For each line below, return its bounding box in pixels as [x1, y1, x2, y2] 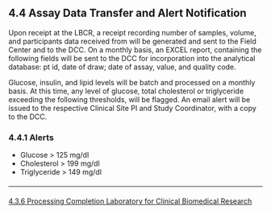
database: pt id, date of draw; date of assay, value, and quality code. [8, 62, 236, 72]
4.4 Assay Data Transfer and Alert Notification [8, 6, 248, 20]
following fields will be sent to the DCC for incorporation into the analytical [8, 53, 256, 63]
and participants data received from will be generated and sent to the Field [8, 36, 256, 46]
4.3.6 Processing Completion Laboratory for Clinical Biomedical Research [8, 196, 252, 206]
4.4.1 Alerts [8, 132, 54, 143]
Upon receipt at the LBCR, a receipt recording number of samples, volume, [8, 27, 256, 37]
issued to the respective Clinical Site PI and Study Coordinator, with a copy [8, 103, 256, 113]
